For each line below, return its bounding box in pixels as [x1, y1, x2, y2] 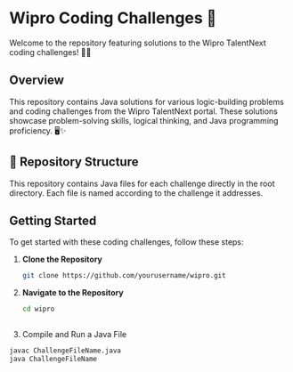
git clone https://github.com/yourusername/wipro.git [21, 271, 226, 280]
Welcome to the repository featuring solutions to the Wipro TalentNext [9, 37, 267, 48]
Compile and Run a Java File [21, 329, 127, 339]
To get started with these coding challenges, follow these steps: [9, 237, 244, 247]
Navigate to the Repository [21, 287, 124, 298]
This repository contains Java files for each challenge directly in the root [9, 178, 275, 189]
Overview [9, 73, 65, 88]
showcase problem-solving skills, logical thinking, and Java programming [9, 115, 279, 125]
